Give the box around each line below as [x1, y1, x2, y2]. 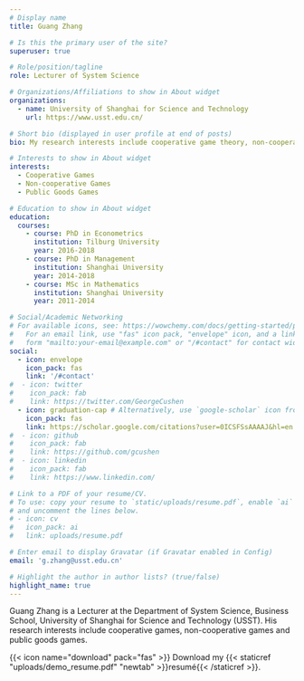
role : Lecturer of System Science [9, 72, 140, 81]
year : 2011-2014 [33, 296, 95, 306]
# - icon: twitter [9, 380, 83, 389]
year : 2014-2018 [33, 271, 95, 281]
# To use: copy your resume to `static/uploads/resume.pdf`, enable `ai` [9, 497, 294, 507]
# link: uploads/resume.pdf [9, 532, 124, 541]
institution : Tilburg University [33, 237, 160, 247]
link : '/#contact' [25, 372, 95, 381]
